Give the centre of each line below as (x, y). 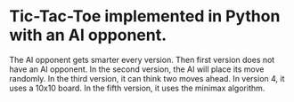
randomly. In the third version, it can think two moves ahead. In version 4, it (147, 78)
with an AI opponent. (88, 35)
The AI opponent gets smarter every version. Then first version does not (142, 59)
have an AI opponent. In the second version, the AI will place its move (137, 69)
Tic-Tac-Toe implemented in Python (145, 16)
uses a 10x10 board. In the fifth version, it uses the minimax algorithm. (137, 88)
